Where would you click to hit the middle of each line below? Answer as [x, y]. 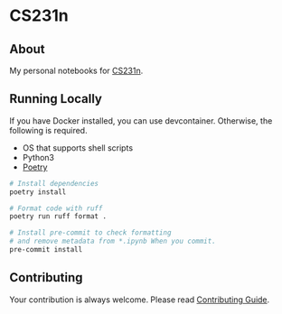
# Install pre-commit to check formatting [90, 233]
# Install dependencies [54, 183]
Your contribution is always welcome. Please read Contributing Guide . [140, 300]
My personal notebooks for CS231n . [76, 70]
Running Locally [56, 99]
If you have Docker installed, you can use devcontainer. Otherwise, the [141, 120]
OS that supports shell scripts [78, 148]
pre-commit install [46, 250]
